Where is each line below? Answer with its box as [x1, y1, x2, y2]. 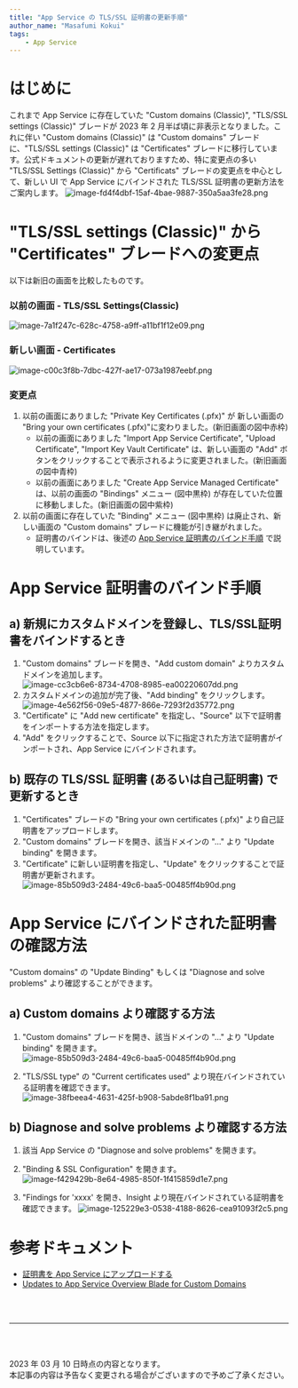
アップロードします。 [45, 825, 123, 836]
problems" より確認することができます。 [9, 978, 158, 988]
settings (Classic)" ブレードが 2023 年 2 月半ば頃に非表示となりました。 [9, 121, 274, 131]
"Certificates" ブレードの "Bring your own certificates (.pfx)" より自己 [21, 813, 277, 824]
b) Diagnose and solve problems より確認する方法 [9, 1120, 287, 1135]
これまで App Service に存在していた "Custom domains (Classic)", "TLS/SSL [9, 110, 288, 121]
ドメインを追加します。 [21, 670, 108, 680]
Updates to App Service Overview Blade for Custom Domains [21, 1279, 247, 1289]
